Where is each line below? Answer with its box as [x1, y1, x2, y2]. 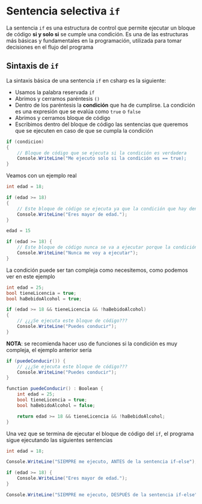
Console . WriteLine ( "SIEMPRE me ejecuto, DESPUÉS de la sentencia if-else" [6, 491, 198, 498]
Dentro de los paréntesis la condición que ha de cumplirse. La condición [14, 101, 195, 109]
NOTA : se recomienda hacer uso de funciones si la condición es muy [6, 339, 177, 347]
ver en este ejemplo [6, 272, 55, 280]
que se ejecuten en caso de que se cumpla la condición [14, 127, 153, 134]
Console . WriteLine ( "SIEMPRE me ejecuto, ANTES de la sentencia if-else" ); [6, 459, 198, 465]
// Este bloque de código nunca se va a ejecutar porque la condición [17, 244, 198, 251]
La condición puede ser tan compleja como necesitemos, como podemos [6, 266, 188, 274]
